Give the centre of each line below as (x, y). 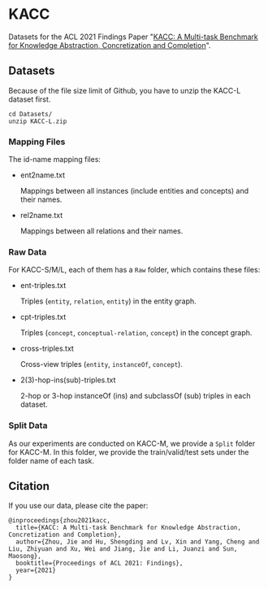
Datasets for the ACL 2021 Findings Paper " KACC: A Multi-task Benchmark (133, 37)
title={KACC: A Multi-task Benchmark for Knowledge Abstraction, (129, 528)
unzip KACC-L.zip (38, 121)
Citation (29, 486)
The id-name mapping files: (55, 159)
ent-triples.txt (43, 286)
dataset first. (30, 99)
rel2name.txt (41, 216)
